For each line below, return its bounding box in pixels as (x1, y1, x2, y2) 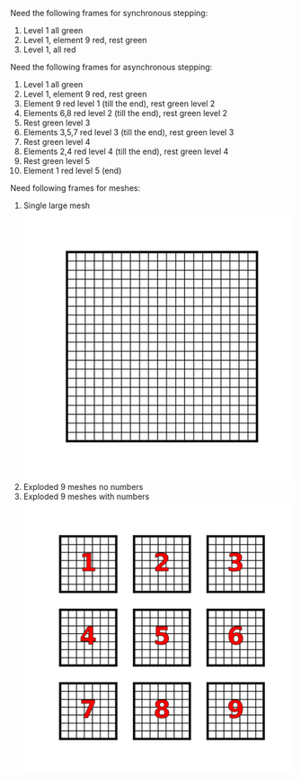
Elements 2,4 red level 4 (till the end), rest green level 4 (22, 146, 229, 157)
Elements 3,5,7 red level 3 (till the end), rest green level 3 (22, 127, 235, 138)
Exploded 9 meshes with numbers (22, 491, 150, 503)
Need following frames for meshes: (10, 183, 141, 193)
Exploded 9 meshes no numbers (22, 482, 144, 493)
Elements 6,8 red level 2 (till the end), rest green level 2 (22, 108, 228, 118)
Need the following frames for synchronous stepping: (10, 8, 208, 18)
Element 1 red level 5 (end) (22, 166, 122, 176)
